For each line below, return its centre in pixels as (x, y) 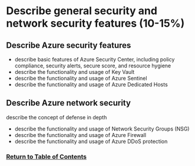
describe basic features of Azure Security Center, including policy (95, 59)
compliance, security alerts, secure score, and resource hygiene (93, 66)
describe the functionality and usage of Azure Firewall (80, 135)
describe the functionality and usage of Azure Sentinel (81, 78)
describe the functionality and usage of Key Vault (75, 72)
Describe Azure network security (69, 103)
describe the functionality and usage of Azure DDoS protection (91, 141)
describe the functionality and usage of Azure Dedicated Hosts (91, 84)
